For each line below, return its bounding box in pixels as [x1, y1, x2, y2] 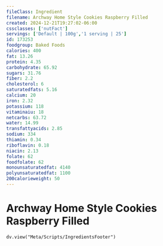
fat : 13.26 [6, 53, 33, 59]
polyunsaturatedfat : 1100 [6, 170, 70, 177]
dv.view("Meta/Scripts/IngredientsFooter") [6, 234, 116, 240]
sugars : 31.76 [6, 70, 42, 76]
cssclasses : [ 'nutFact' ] [6, 25, 68, 32]
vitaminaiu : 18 [6, 109, 44, 115]
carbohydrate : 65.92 [6, 64, 58, 71]
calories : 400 [6, 48, 42, 54]
